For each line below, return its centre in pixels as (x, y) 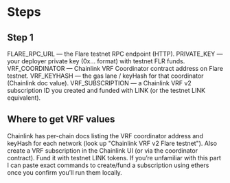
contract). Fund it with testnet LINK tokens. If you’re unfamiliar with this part (114, 158)
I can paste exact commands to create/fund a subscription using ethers (108, 165)
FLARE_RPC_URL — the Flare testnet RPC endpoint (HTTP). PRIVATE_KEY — (115, 54)
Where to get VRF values (61, 119)
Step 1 (21, 37)
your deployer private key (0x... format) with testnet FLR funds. (96, 61)
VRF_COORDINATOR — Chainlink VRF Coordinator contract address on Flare (115, 68)
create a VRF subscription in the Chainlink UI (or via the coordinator (102, 150)
